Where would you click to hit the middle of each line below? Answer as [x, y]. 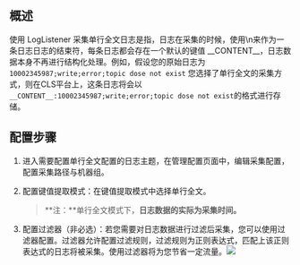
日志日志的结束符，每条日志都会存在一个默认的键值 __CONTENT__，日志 [150, 50]
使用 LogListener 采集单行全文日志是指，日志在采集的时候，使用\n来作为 [143, 39]
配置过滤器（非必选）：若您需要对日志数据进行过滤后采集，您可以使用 [150, 229]
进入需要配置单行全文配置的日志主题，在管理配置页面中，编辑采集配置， [155, 160]
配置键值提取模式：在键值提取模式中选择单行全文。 [116, 191]
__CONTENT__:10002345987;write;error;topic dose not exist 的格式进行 [141, 95]
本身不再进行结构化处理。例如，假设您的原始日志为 [111, 62]
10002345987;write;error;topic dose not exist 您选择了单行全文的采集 [142, 73]
